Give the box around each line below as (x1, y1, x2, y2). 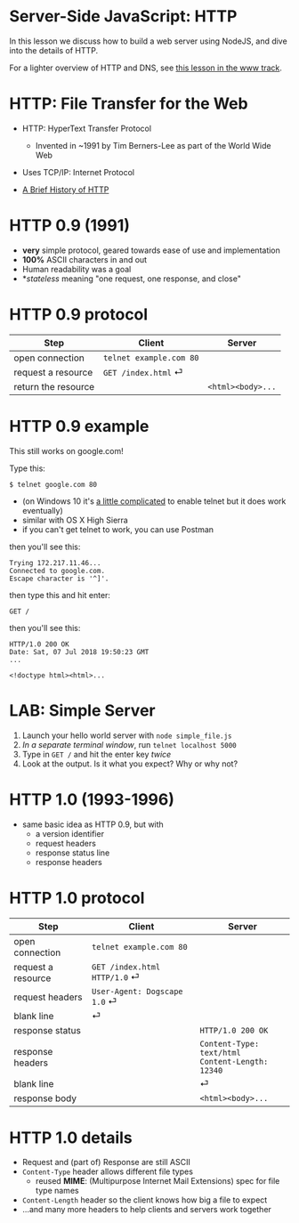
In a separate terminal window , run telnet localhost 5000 (21, 739, 238, 749)
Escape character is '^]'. (9, 574, 109, 583)
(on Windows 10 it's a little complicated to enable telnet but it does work (21, 496, 287, 506)
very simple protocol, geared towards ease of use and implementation (21, 245, 280, 255)
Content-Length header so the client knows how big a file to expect (21, 1195, 268, 1205)
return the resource (13, 380, 95, 393)
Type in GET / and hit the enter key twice (21, 749, 172, 759)
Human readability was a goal (21, 263, 132, 274)
